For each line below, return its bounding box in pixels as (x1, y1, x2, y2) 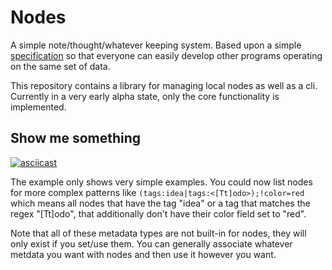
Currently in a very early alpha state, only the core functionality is (10, 90, 280, 102)
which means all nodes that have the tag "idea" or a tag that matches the (10, 197, 311, 209)
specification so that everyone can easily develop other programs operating (10, 49, 323, 61)
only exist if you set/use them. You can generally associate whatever (10, 237, 293, 250)
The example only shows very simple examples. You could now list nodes (10, 176, 313, 188)
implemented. (10, 101, 67, 113)
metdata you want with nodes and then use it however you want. (10, 248, 277, 260)
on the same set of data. (10, 60, 111, 72)
